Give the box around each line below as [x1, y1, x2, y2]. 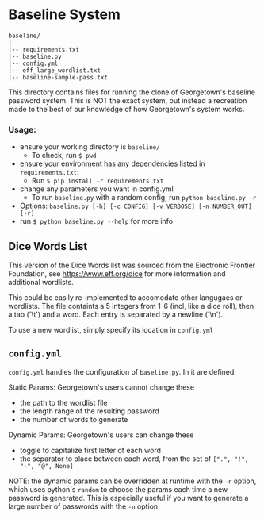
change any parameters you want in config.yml [19, 184, 174, 194]
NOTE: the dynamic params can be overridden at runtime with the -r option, [8, 476, 257, 486]
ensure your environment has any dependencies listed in [19, 159, 205, 168]
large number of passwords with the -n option [8, 502, 159, 511]
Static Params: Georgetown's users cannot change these [8, 383, 195, 392]
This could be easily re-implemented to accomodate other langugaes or [8, 293, 243, 302]
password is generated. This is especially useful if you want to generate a [8, 493, 249, 502]
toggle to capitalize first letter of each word [19, 445, 161, 455]
